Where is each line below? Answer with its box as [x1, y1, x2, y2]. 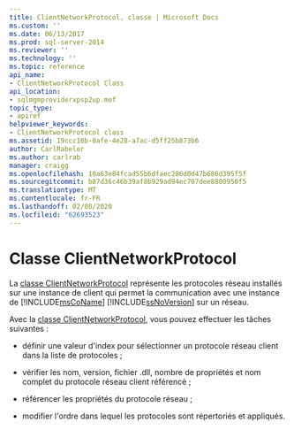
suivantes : [9, 323, 49, 334]
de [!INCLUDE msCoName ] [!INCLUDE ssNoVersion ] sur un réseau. [9, 296, 250, 307]
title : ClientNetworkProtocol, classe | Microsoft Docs [9, 12, 219, 22]
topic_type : [9, 104, 53, 112]
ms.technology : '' [9, 54, 77, 63]
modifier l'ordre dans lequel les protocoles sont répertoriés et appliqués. [21, 411, 285, 421]
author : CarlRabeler [9, 144, 86, 153]
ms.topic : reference [9, 63, 86, 72]
